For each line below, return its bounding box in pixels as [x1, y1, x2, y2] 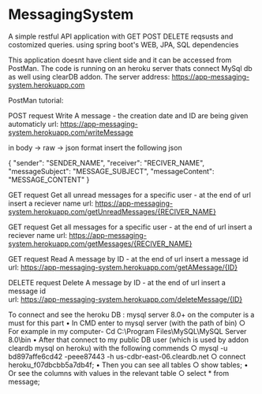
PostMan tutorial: [8, 95, 64, 105]
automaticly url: [8, 119, 59, 128]
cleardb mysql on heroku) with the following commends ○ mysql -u [8, 343, 228, 352]
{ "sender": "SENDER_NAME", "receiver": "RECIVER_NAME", [8, 158, 205, 167]
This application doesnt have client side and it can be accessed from [8, 55, 232, 65]
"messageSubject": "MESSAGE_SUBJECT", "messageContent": [8, 166, 215, 176]
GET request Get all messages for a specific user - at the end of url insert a [8, 222, 253, 232]
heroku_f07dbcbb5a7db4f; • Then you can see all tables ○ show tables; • [8, 360, 249, 370]
